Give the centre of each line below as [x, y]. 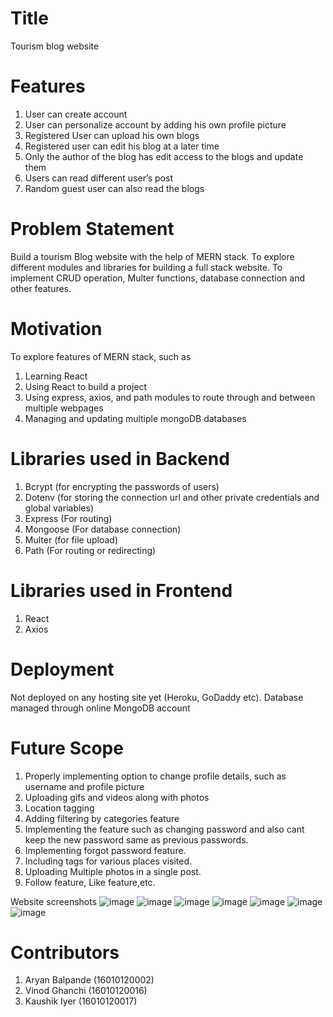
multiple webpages [64, 408]
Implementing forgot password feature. [105, 850]
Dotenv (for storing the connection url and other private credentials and [172, 497]
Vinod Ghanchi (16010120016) [86, 991]
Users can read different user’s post [98, 178]
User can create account [76, 114]
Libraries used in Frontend [121, 590]
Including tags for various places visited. [108, 861]
